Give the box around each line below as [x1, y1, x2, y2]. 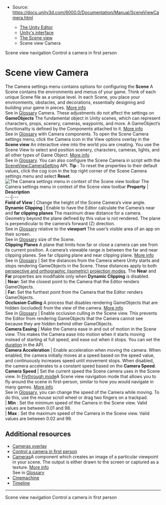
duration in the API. [5, 342, 44, 348]
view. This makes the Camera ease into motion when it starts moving [5, 331, 145, 337]
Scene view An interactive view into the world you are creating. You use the [5, 141, 160, 147]
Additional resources [5, 430, 71, 439]
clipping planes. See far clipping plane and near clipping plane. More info [5, 252, 154, 258]
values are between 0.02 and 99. [5, 415, 73, 421]
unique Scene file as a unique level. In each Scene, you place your [5, 94, 140, 100]
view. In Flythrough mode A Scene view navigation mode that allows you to [5, 373, 157, 379]
